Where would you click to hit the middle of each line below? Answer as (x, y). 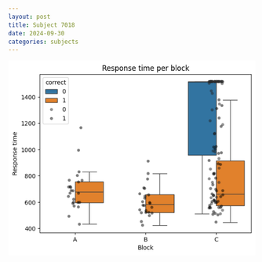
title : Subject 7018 (42, 25)
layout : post (29, 17)
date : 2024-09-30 (36, 33)
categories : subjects (44, 42)
